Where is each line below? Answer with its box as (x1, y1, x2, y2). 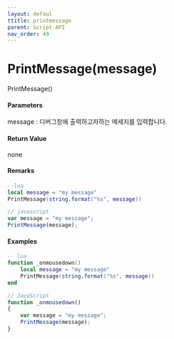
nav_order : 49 (7, 30, 50, 38)
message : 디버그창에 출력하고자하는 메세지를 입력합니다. (7, 118, 168, 126)
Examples (7, 236, 38, 246)
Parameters (7, 100, 43, 109)
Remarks (7, 167, 35, 175)
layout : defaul (7, 10, 53, 18)
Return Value (7, 134, 47, 142)
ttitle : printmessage (7, 17, 72, 24)
